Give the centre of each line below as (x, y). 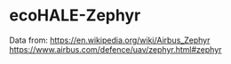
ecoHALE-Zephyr (75, 16)
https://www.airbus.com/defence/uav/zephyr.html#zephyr (115, 49)
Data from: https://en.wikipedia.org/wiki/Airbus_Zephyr (110, 40)
